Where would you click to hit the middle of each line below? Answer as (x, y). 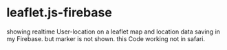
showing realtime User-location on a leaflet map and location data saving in (113, 32)
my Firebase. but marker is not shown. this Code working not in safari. (106, 38)
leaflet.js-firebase (60, 13)
